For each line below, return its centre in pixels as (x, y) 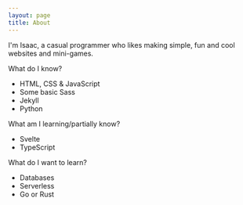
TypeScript (37, 147)
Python (31, 108)
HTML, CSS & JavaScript (60, 84)
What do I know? (35, 68)
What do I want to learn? (48, 162)
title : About (29, 23)
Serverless (37, 185)
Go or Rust (37, 194)
